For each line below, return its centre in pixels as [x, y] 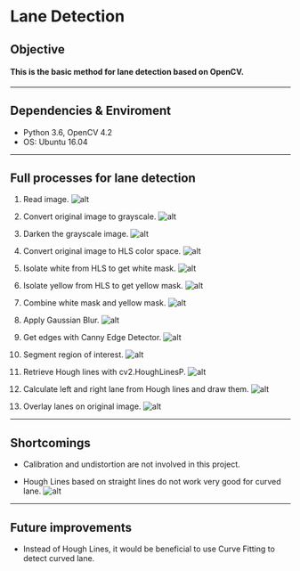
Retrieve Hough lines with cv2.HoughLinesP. [104, 372]
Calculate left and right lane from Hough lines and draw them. [136, 389]
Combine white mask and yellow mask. [94, 303]
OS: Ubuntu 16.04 [55, 142]
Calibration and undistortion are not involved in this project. [132, 464]
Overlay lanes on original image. [82, 406]
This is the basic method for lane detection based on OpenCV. [127, 72]
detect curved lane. [59, 559]
